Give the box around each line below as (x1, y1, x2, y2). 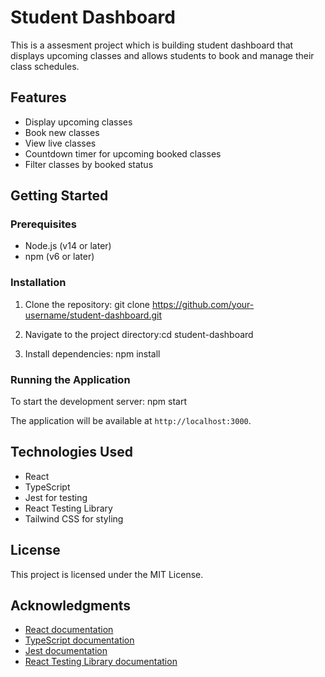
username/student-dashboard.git (24, 309, 162, 321)
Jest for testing (24, 491, 88, 503)
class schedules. (10, 60, 80, 72)
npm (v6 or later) (24, 251, 95, 263)
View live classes (24, 137, 97, 149)
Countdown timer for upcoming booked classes (24, 147, 222, 160)
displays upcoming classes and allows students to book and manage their (10, 49, 315, 61)
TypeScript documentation (24, 634, 135, 646)
